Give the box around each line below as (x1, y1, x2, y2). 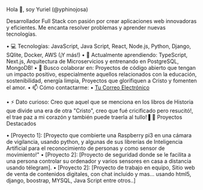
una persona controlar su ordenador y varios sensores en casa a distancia (6, 158, 192, 165)
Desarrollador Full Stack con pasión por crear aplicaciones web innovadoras (6, 18, 197, 24)
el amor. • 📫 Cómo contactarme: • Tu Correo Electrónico (6, 84, 150, 91)
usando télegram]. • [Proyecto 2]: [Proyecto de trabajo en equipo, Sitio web (6, 164, 195, 171)
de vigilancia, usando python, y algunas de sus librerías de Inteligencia (6, 138, 183, 145)
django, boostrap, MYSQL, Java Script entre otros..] (6, 177, 136, 184)
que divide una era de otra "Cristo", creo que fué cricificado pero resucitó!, (6, 107, 194, 114)
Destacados (6, 120, 36, 127)
